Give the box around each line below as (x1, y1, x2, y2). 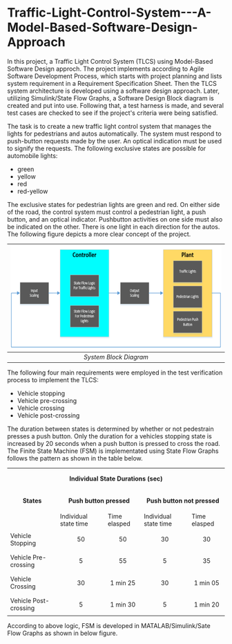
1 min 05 (193, 578, 220, 587)
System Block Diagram (84, 353, 148, 361)
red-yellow (17, 187, 48, 195)
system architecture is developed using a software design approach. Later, (7, 87, 220, 95)
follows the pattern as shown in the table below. (7, 454, 143, 462)
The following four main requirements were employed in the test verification (7, 368, 223, 377)
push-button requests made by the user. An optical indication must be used (7, 136, 222, 145)
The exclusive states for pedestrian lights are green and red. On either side (7, 200, 220, 208)
